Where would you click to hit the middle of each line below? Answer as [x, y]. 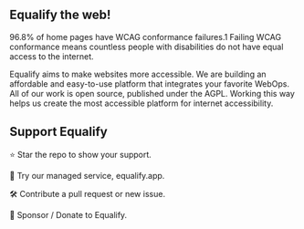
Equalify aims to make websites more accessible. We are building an [138, 74]
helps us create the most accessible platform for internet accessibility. [142, 103]
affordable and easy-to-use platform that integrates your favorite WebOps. [150, 83]
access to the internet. [52, 56]
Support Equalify [58, 132]
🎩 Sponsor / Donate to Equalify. [68, 214]
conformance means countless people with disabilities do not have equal [147, 47]
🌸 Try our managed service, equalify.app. [87, 175]
